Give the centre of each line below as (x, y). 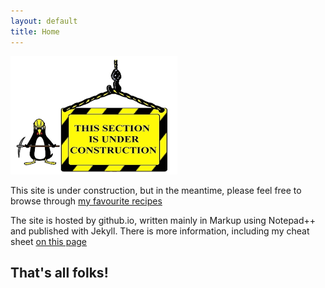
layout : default (44, 21)
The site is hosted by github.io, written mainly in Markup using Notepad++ (163, 220)
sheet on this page (49, 241)
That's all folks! (59, 272)
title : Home (35, 31)
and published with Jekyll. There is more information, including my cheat (160, 231)
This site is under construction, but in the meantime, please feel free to (156, 190)
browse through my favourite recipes (86, 201)
